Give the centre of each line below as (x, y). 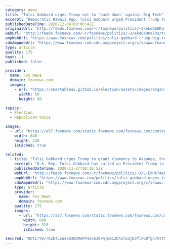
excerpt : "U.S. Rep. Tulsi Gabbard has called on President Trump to (89, 164)
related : (14, 155)
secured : (14, 239)
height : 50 (30, 99)
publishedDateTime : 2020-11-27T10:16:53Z (58, 169)
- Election (21, 113)
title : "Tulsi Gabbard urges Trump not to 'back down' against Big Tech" (85, 15)
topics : (13, 108)
